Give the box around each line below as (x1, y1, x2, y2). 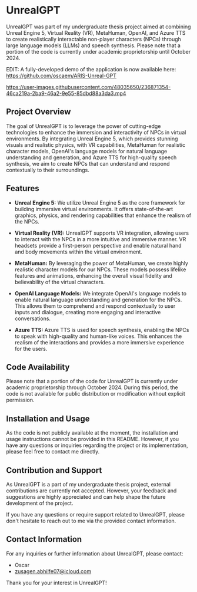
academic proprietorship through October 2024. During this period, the (6, 384, 178, 391)
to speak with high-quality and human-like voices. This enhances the (14, 333, 182, 340)
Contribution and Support (6, 465, 102, 475)
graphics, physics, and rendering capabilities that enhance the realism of (14, 212, 192, 219)
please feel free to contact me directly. (6, 448, 100, 455)
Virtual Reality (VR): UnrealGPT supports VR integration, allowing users (14, 229, 189, 236)
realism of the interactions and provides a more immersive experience (14, 338, 184, 346)
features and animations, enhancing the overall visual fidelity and (14, 272, 172, 279)
